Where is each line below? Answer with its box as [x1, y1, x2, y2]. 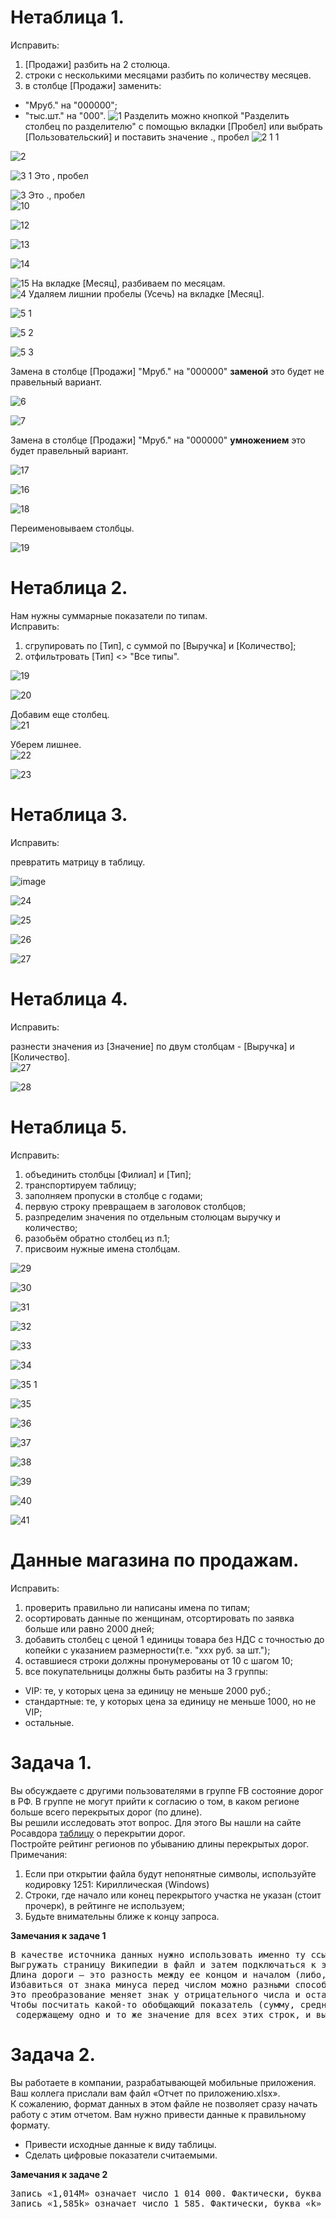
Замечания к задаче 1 [10, 1929, 107, 1941]
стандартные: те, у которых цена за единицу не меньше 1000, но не [24, 1695, 317, 1707]
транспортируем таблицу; [24, 1179, 137, 1191]
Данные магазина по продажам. [10, 1549, 300, 1571]
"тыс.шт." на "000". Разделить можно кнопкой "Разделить [24, 109, 290, 121]
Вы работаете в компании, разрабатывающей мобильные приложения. [10, 2076, 317, 2088]
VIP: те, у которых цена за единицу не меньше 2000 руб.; [24, 1684, 272, 1696]
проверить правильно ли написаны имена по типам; [24, 1601, 251, 1613]
